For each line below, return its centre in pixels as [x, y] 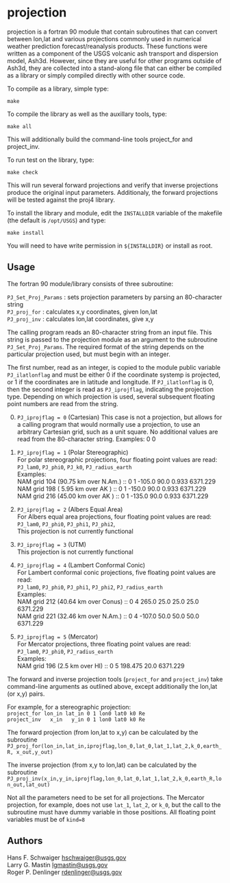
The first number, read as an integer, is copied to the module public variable [114, 367]
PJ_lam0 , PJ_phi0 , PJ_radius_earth [65, 651]
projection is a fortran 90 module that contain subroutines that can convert [112, 32]
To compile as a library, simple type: [58, 89]
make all [20, 126]
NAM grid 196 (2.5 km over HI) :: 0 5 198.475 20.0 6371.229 [101, 666]
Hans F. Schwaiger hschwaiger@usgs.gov [67, 857]
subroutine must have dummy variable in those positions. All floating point [112, 812]
